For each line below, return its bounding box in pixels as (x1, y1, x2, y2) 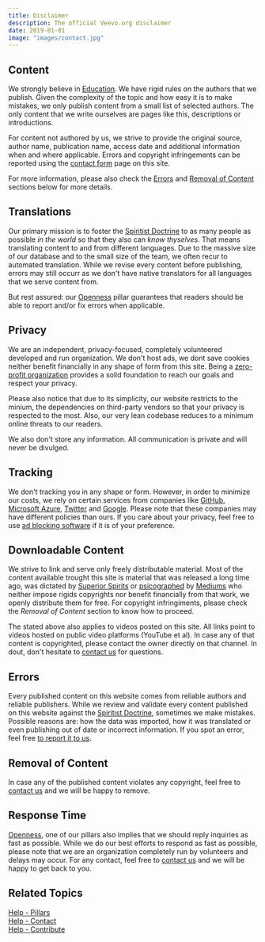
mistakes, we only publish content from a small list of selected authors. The (8, 101, 255, 111)
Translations (8, 205, 72, 219)
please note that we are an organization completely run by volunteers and (8, 846, 248, 856)
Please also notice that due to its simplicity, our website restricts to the (8, 393, 239, 403)
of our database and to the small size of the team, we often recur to (8, 251, 228, 261)
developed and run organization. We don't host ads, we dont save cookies (8, 353, 251, 362)
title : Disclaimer (8, 11, 69, 20)
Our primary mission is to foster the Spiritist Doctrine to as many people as (8, 226, 252, 235)
